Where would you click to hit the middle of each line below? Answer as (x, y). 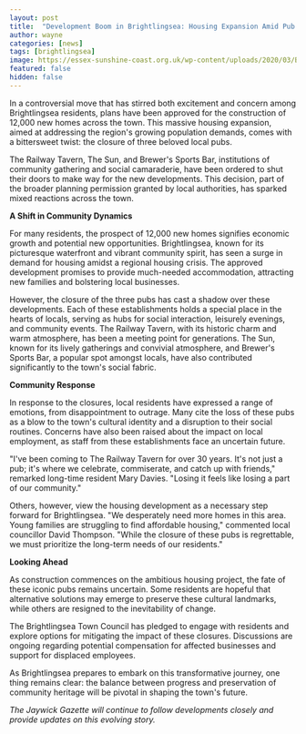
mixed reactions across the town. (72, 198)
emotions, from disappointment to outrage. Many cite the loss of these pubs (152, 412)
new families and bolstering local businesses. (95, 281)
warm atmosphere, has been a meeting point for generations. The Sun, (143, 338)
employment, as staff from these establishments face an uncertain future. (148, 441)
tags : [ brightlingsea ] (52, 52)
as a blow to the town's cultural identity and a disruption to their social (141, 422)
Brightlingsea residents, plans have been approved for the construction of (148, 112)
